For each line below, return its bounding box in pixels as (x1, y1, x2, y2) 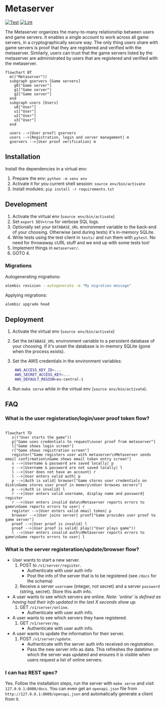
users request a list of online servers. (27, 657, 103, 663)
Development (5, 200, 48, 209)
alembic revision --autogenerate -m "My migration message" (5, 283, 132, 288)
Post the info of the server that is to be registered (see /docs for (27, 573, 157, 579)
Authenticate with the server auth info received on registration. (27, 641, 155, 647)
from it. (5, 696, 20, 702)
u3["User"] (14, 117, 37, 123)
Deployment (5, 315, 44, 324)
